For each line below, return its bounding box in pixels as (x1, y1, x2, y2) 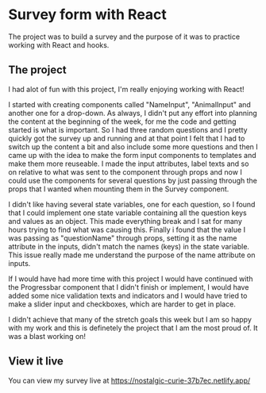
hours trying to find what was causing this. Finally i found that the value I (8, 225, 246, 234)
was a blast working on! (8, 331, 86, 341)
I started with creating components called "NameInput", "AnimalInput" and (8, 99, 252, 109)
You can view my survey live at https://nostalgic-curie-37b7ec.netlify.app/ (8, 376, 251, 385)
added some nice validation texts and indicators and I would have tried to (8, 291, 248, 300)
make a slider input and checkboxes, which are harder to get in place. (8, 299, 236, 309)
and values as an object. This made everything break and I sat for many (8, 216, 242, 225)
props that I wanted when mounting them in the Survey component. (8, 184, 229, 194)
